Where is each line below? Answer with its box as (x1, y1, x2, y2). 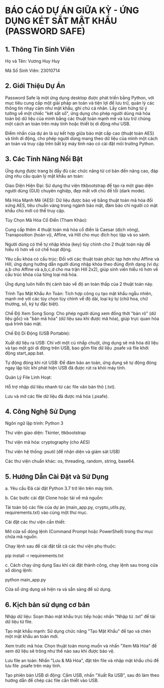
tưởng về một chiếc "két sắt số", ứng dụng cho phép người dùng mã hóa (5, 110, 151, 116)
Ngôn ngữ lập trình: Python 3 (5, 420, 64, 426)
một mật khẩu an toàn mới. (5, 634, 59, 640)
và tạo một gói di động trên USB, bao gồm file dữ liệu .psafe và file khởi (5, 345, 149, 351)
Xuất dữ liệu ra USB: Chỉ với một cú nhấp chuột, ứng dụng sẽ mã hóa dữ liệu (5, 340, 159, 345)
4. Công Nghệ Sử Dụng (5, 408, 76, 416)
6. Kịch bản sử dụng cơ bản (5, 600, 90, 609)
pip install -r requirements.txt (5, 553, 64, 559)
